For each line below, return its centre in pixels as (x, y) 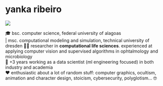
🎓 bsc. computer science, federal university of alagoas (63, 33)
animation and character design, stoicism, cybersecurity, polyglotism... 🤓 (81, 78)
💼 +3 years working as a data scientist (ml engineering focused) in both (79, 62)
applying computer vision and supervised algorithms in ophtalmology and (82, 51)
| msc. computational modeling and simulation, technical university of (77, 40)
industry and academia (29, 67)
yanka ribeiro (34, 9)
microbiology (19, 56)
